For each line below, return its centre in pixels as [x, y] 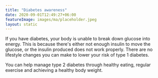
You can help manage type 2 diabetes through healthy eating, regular [78, 65]
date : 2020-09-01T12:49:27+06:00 [41, 15]
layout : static [21, 24]
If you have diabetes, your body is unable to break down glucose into [78, 39]
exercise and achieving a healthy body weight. [54, 70]
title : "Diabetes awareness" [36, 10]
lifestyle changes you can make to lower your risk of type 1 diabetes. [77, 55]
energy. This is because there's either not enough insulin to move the [78, 44]
